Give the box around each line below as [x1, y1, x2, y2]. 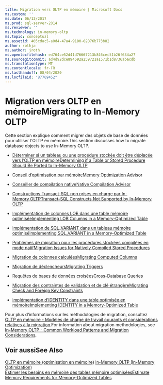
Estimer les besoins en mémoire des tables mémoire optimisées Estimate [5, 369, 149, 375]
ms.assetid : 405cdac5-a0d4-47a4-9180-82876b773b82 [5, 39, 110, 44]
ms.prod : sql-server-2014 [5, 20, 57, 26]
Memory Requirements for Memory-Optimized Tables [5, 374, 112, 380]
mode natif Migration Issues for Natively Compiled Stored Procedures [12, 245, 150, 251]
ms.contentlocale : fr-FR [5, 66, 55, 71]
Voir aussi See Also [5, 346, 63, 354]
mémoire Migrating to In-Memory [5, 106, 140, 117]
